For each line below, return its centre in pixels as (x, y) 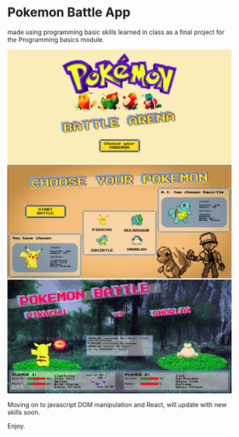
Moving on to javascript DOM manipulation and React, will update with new (117, 404)
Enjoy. (16, 426)
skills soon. (24, 412)
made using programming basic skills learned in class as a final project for (116, 32)
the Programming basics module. (56, 39)
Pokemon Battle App (69, 12)
